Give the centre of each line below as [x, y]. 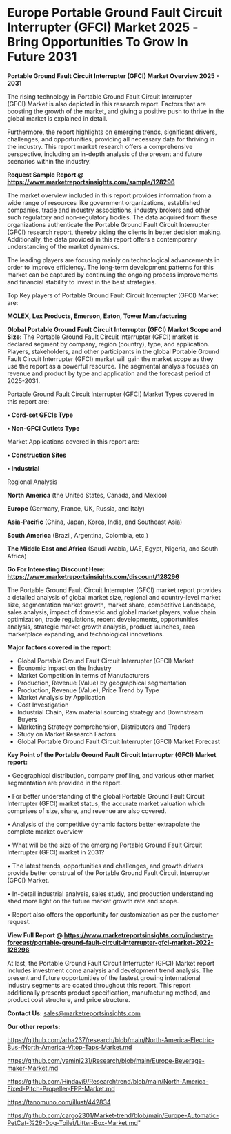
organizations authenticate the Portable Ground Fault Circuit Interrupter [109, 224]
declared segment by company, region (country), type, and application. [108, 344]
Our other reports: [34, 1026]
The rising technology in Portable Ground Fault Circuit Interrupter [100, 96]
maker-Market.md [33, 1068]
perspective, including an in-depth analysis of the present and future [105, 154]
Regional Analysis [32, 482]
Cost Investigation [43, 705]
